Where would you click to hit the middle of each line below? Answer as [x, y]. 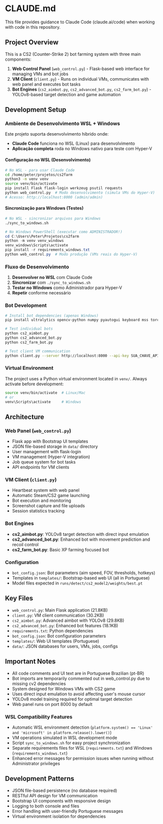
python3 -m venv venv [27, 179]
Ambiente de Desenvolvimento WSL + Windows [63, 123]
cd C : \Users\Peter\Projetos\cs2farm [42, 236]
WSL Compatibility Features [39, 717]
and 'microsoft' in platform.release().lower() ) [62, 732]
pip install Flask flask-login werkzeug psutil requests [64, 188]
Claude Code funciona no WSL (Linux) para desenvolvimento [73, 143]
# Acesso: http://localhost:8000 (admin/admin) [54, 197]
